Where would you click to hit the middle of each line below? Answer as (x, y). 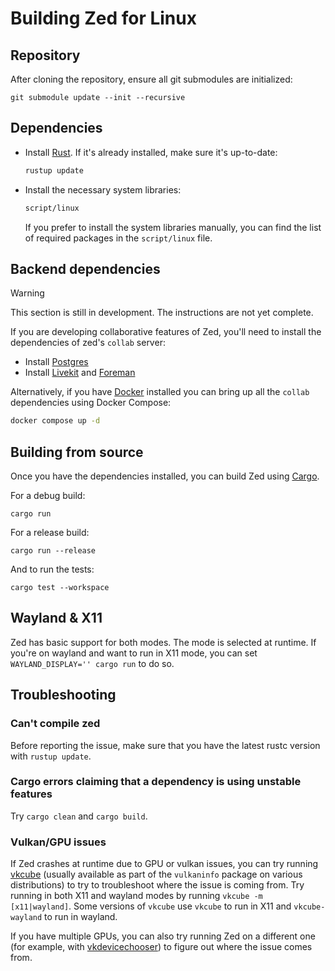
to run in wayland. (81, 917)
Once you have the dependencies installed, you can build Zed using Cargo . (165, 476)
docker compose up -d (55, 421)
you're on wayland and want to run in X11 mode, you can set (134, 653)
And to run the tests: (52, 569)
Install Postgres (56, 362)
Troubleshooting (63, 695)
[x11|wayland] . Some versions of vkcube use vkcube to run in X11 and (151, 906)
